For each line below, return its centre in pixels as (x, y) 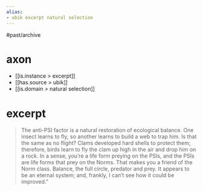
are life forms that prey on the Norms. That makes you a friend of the (107, 163)
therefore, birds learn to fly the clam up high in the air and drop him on (108, 150)
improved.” (34, 182)
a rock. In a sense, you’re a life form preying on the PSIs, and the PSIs (108, 156)
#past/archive (24, 35)
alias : (14, 12)
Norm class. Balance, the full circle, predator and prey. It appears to (105, 169)
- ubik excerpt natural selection (50, 18)
